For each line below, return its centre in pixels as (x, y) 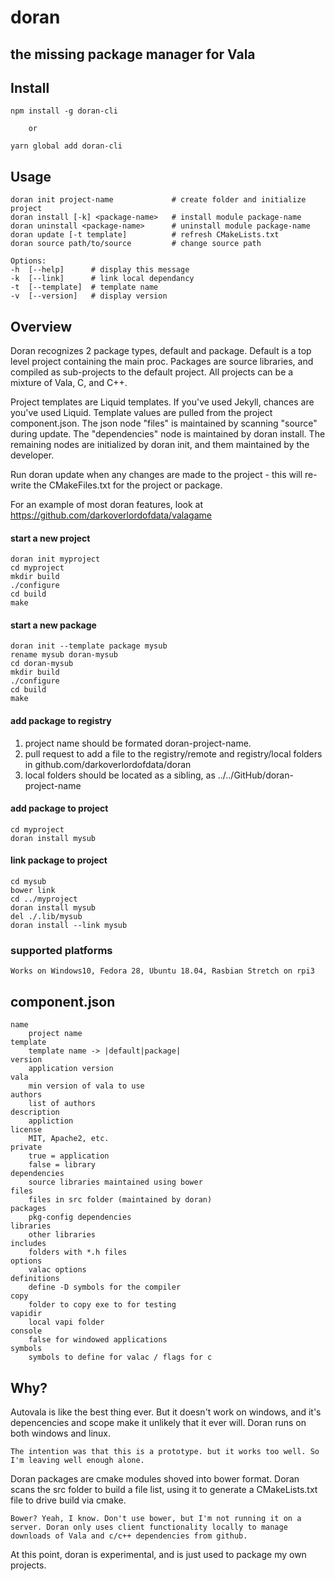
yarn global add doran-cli (66, 146)
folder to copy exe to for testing (102, 1305)
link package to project (59, 860)
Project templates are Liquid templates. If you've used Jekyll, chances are (162, 402)
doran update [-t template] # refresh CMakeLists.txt (145, 235)
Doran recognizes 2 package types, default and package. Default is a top (161, 351)
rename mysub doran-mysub (64, 655)
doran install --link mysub (69, 926)
